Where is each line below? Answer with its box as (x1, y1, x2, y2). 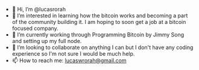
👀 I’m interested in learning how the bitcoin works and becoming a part (11, 12, 188, 19)
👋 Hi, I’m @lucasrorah (11, 6, 66, 13)
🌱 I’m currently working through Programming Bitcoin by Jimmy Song (11, 31, 185, 38)
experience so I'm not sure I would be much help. (11, 50, 135, 57)
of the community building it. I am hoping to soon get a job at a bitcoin (11, 19, 186, 25)
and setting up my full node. (11, 38, 82, 44)
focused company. (11, 25, 58, 32)
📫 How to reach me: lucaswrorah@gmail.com (11, 57, 127, 64)
